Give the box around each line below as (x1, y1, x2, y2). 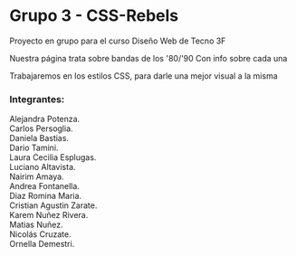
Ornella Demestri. (9, 239, 75, 250)
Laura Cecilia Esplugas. (9, 152, 97, 163)
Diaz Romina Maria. (9, 191, 82, 202)
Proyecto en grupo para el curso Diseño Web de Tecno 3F (9, 35, 226, 46)
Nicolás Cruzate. (9, 229, 72, 240)
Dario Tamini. (9, 142, 59, 154)
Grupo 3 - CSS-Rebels (9, 5, 179, 26)
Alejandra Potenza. (9, 114, 81, 125)
